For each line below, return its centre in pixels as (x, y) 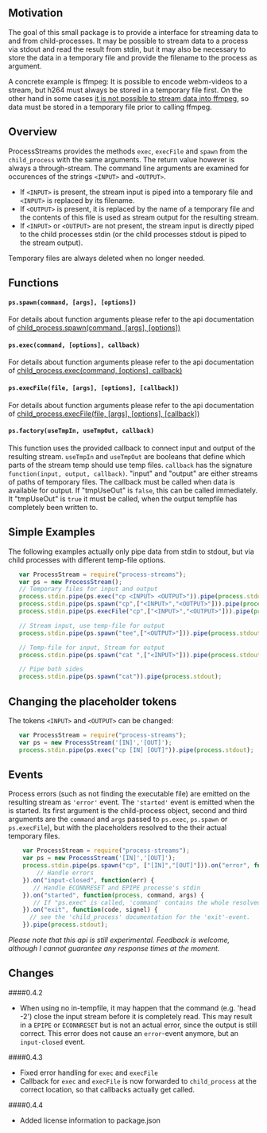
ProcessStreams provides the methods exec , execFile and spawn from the (128, 151)
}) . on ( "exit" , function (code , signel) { (90, 910)
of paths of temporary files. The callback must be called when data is (122, 481)
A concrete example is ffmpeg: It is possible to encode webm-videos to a (128, 81)
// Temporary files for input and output (88, 589)
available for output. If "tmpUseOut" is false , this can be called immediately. (133, 490)
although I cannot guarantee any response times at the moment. (114, 948)
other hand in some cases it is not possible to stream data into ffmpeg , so (128, 98)
